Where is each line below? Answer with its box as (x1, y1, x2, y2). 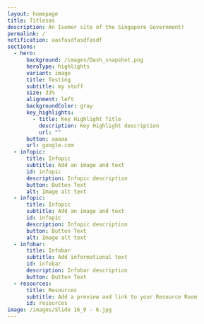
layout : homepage (7, 10, 59, 18)
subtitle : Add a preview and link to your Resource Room (25, 293, 198, 301)
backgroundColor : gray (25, 103, 93, 110)
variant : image (25, 69, 71, 76)
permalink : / (7, 30, 46, 37)
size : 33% (25, 89, 55, 96)
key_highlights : (25, 109, 74, 116)
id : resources (25, 300, 68, 307)
